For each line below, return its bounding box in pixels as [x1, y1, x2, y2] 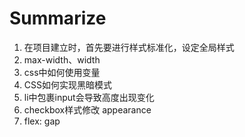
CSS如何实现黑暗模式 [23, 78, 112, 91]
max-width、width [23, 53, 101, 66]
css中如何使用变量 [23, 66, 101, 78]
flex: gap [23, 115, 61, 127]
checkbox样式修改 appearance [23, 103, 152, 116]
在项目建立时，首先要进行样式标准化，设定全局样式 [23, 41, 235, 53]
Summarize [9, 7, 107, 30]
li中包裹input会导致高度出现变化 [23, 91, 155, 103]
